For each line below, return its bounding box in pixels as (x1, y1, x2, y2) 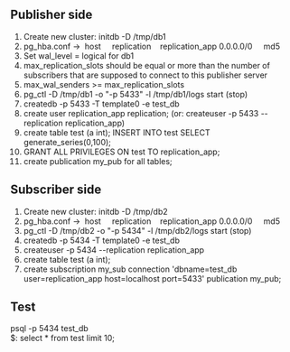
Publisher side (10, 7, 93, 23)
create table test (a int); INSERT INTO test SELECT (23, 126, 210, 138)
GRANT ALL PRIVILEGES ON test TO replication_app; (23, 146, 220, 157)
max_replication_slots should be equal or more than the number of (23, 60, 270, 70)
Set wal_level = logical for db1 (23, 50, 135, 61)
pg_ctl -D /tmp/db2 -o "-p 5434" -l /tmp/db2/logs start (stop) (23, 225, 252, 236)
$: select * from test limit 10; (10, 333, 116, 344)
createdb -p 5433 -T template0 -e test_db (23, 98, 180, 109)
